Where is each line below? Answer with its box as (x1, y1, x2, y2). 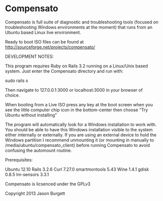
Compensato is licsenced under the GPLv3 (5, 181, 91, 187)
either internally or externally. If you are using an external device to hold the (5, 132, 157, 138)
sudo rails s (5, 78, 28, 83)
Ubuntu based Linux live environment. (5, 29, 81, 35)
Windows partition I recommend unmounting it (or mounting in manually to (5, 137, 154, 143)
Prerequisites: (5, 157, 33, 162)
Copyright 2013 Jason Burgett (5, 190, 65, 196)
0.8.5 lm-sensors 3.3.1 (5, 171, 49, 177)
